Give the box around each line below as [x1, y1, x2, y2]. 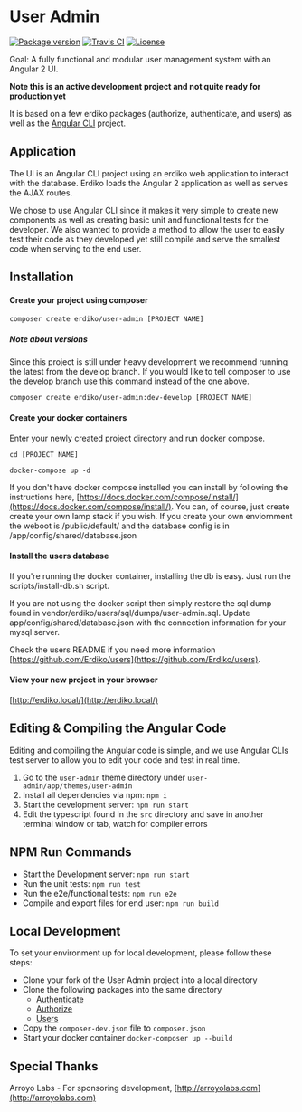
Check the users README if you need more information [9, 644, 216, 655]
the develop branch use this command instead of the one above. [9, 375, 250, 386]
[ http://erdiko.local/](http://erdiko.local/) [9, 694, 159, 705]
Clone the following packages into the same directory [22, 984, 222, 995]
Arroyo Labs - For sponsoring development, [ [9, 1083, 178, 1094]
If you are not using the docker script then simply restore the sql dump [9, 597, 272, 608]
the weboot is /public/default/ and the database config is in [9, 520, 230, 531]
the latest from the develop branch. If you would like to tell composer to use [9, 366, 291, 377]
